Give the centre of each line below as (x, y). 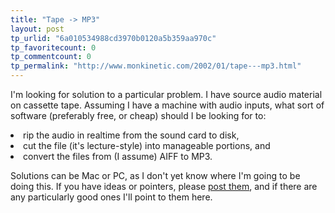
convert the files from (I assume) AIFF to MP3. (118, 156)
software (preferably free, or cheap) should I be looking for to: (138, 115)
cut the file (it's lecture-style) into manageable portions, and (147, 145)
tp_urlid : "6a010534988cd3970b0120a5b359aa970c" (113, 38)
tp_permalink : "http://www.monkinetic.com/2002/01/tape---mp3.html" (156, 66)
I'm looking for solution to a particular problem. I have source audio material (166, 94)
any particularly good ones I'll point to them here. (111, 197)
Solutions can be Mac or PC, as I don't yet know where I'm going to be (155, 175)
